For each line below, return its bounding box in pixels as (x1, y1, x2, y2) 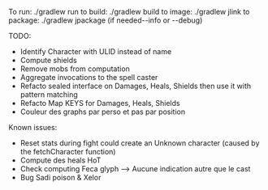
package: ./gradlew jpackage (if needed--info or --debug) (8, 15, 203, 25)
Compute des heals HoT (19, 155, 102, 165)
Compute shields (19, 56, 77, 65)
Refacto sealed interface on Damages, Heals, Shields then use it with (19, 81, 252, 91)
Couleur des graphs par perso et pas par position (19, 107, 185, 116)
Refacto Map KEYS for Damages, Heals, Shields (19, 99, 180, 108)
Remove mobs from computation (19, 64, 130, 74)
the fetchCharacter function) (19, 147, 116, 156)
